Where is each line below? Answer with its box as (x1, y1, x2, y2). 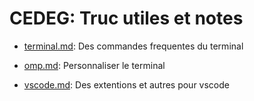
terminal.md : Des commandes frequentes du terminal (23, 40, 244, 52)
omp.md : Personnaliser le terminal (23, 59, 166, 71)
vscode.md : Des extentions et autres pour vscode (23, 78, 230, 91)
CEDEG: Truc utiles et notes (9, 7, 244, 30)
